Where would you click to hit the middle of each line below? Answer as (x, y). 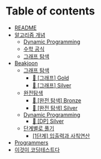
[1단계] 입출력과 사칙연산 (61, 136)
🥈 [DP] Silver (48, 121)
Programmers (31, 142)
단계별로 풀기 (39, 128)
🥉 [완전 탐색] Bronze (57, 100)
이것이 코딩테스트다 (37, 149)
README (26, 28)
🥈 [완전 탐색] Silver (55, 108)
